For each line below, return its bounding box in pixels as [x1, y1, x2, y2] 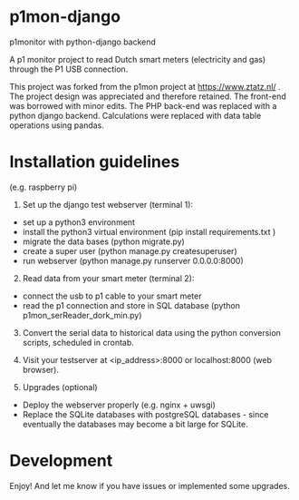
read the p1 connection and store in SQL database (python [22, 299, 241, 310]
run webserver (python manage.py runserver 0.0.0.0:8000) [22, 255, 245, 266]
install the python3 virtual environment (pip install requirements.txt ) [22, 226, 276, 237]
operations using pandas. [9, 120, 104, 131]
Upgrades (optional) [22, 381, 98, 392]
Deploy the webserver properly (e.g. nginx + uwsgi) [22, 399, 216, 410]
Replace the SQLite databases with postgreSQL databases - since [22, 408, 269, 419]
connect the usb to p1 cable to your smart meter [22, 290, 202, 301]
